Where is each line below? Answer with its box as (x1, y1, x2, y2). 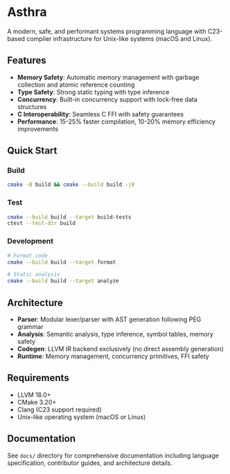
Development (7, 237, 54, 246)
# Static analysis (7, 271, 60, 278)
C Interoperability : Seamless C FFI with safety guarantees (17, 110, 184, 118)
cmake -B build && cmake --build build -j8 (7, 181, 135, 188)
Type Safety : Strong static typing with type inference (17, 87, 170, 96)
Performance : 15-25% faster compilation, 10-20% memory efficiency (17, 117, 216, 126)
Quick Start (7, 145, 57, 157)
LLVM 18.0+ (17, 390, 51, 399)
